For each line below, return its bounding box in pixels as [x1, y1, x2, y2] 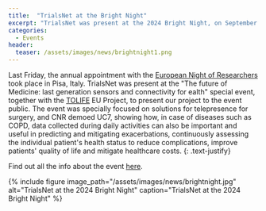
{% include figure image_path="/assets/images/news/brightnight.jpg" [8, 177, 237, 186]
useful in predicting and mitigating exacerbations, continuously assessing [8, 129, 249, 139]
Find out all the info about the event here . [8, 162, 143, 171]
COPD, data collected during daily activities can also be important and [8, 121, 237, 130]
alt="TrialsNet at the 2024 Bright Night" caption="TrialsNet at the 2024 [8, 186, 241, 194]
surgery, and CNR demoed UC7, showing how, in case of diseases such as [8, 113, 252, 121]
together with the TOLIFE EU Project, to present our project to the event [8, 96, 242, 105]
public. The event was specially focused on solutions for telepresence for [8, 104, 249, 113]
